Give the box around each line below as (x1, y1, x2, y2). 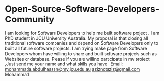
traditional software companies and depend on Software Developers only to (5, 40, 159, 46)
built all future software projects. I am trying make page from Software (5, 45, 147, 51)
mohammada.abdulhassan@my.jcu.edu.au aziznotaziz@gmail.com (5, 66, 140, 72)
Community (5, 14, 55, 25)
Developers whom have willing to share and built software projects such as (5, 50, 157, 57)
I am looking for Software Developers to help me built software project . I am (5, 30, 160, 36)
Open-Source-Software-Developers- (5, 3, 160, 15)
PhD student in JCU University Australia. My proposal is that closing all (5, 35, 148, 41)
